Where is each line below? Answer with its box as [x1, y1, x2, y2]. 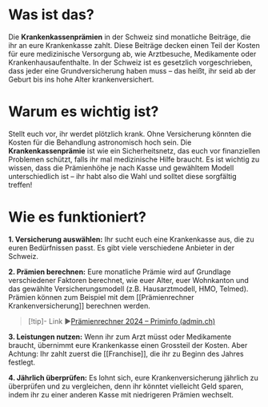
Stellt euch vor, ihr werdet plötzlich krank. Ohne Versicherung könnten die [8, 129, 252, 138]
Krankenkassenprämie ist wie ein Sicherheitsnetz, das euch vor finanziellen [8, 146, 261, 155]
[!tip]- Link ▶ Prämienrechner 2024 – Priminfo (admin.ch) [27, 316, 216, 325]
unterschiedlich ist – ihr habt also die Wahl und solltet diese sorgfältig [8, 171, 238, 181]
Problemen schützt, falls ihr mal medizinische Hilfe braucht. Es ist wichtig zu [8, 154, 260, 164]
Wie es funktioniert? [8, 208, 146, 226]
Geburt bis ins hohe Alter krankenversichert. [8, 74, 154, 84]
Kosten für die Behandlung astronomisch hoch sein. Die [8, 138, 192, 147]
